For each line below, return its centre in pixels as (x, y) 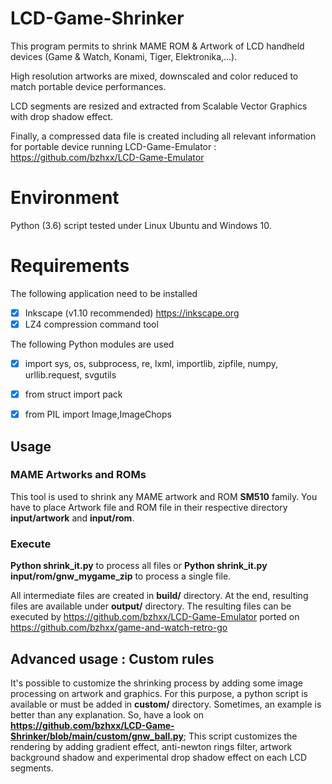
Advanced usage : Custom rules (112, 658)
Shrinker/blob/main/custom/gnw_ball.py (97, 736)
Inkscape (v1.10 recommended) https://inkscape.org (132, 313)
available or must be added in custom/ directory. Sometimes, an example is (166, 704)
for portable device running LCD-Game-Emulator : (113, 146)
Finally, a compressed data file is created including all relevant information (163, 136)
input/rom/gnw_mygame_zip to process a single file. (121, 576)
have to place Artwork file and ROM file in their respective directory (149, 507)
